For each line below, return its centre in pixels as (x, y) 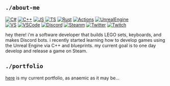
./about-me (22, 8)
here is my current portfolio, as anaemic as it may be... (63, 78)
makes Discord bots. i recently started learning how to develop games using (85, 40)
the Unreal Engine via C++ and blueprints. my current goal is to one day (81, 45)
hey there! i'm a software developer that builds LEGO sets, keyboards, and (83, 35)
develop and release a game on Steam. (46, 51)
